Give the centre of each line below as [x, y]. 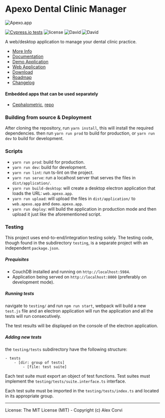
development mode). [33, 282]
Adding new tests [23, 337]
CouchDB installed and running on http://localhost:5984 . [71, 272]
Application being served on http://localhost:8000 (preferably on [79, 277]
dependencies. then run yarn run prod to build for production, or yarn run [80, 133]
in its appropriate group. [29, 396]
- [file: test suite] [45, 367]
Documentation [28, 56]
